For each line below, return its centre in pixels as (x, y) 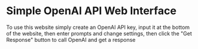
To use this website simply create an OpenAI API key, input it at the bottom (98, 27)
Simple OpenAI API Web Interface (91, 11)
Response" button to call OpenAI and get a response (71, 40)
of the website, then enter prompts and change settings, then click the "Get (99, 33)
